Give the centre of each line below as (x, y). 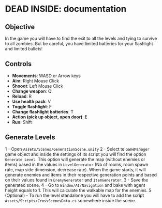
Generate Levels (30, 137)
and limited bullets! (24, 49)
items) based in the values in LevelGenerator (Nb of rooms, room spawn (77, 164)
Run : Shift (22, 122)
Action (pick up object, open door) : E (50, 117)
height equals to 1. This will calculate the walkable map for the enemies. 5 (78, 190)
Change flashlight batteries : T (43, 112)
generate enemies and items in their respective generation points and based (81, 175)
